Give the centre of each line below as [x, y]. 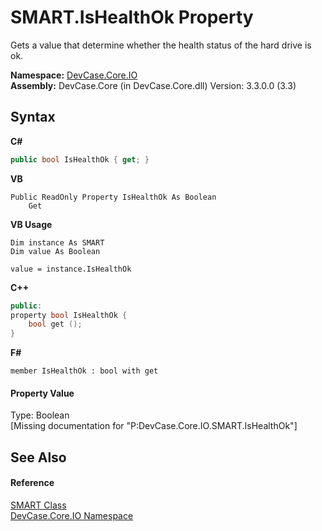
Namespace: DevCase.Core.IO [74, 75]
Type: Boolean [40, 415]
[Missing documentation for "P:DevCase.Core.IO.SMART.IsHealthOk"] [154, 426]
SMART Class [38, 505]
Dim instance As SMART [57, 242]
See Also [38, 457]
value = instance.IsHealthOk [71, 269]
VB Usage [31, 224]
